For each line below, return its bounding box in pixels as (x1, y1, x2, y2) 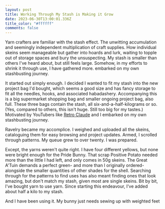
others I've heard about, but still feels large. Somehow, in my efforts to (5, 60, 148, 66)
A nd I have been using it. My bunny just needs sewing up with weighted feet (5, 198, 160, 204)
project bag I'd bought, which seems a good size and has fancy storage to (5, 85, 156, 91)
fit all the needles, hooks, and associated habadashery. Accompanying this (5, 91, 158, 97)
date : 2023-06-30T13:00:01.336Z (5, 16, 71, 21)
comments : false (5, 26, 38, 31)
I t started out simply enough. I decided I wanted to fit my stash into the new (5, 80, 159, 86)
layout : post (5, 7, 32, 12)
